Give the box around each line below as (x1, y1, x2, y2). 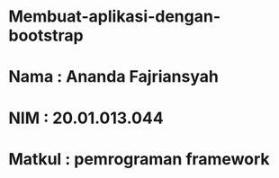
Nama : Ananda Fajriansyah (8, 67, 220, 87)
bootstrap (8, 25, 84, 46)
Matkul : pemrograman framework (8, 148, 271, 169)
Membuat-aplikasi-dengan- (8, 6, 221, 27)
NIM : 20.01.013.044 (8, 108, 164, 128)
